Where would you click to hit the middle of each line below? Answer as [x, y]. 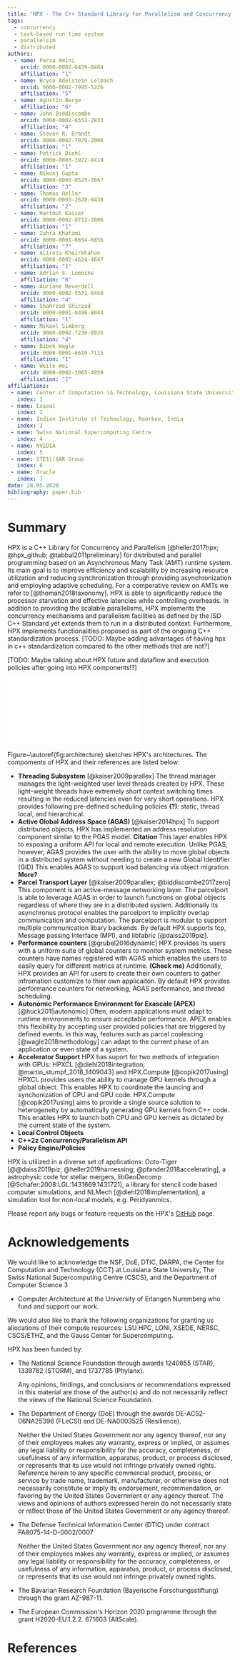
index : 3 [30, 426]
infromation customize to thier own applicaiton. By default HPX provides [124, 981]
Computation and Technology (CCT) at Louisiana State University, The [111, 1269]
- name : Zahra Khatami [47, 233]
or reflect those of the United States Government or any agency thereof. [124, 1511]
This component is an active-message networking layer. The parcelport [123, 889]
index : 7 [30, 479]
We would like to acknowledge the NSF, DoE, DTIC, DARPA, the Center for [116, 1262]
